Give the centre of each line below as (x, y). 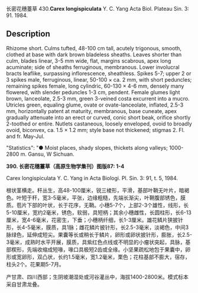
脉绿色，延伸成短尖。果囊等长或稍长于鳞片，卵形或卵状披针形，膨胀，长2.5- (99, 234)
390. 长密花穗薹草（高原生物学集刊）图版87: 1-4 (65, 166)
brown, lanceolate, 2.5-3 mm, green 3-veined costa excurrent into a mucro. (98, 98)
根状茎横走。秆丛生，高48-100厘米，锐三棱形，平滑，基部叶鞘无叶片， (92, 190)
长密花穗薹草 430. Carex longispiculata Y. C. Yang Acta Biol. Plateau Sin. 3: (98, 9)
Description (28, 34)
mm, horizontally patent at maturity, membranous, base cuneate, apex (92, 111)
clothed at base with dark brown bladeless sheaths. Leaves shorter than (94, 54)
